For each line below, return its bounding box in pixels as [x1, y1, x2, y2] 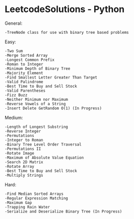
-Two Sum [5, 48, 23, 53]
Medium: [5, 114, 23, 120]
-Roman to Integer [5, 61, 43, 66]
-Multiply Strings [5, 173, 43, 178]
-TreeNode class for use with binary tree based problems [5, 30, 129, 35]
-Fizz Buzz [5, 92, 28, 98]
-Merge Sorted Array [5, 53, 48, 58]
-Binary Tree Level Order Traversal [5, 142, 82, 147]
